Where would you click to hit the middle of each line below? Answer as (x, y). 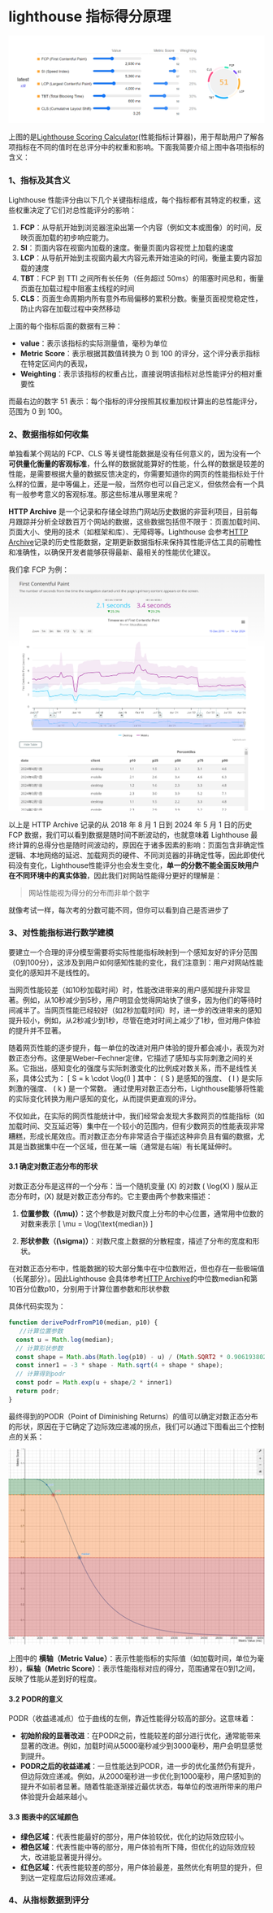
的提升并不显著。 (37, 1031)
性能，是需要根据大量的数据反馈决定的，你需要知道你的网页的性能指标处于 (133, 473)
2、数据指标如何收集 (49, 434)
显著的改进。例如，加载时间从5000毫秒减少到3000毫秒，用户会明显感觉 (141, 1746)
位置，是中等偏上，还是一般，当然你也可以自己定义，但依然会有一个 (143, 484)
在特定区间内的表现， (56, 364)
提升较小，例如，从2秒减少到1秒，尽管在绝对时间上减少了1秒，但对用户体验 (134, 1020)
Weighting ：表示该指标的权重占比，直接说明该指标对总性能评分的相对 (138, 373)
